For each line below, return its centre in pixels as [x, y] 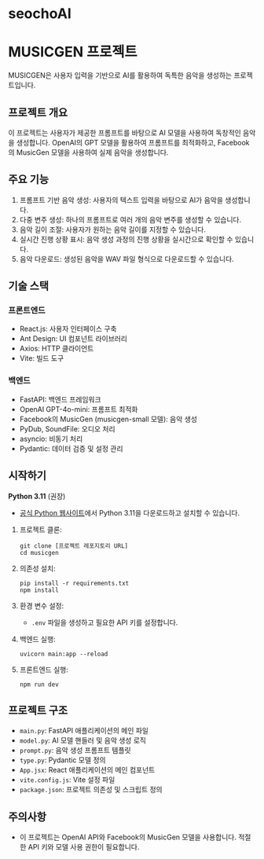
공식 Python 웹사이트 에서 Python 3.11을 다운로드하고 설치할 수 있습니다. [130, 512]
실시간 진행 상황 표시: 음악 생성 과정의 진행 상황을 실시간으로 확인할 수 [126, 239]
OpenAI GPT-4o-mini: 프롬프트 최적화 [79, 409]
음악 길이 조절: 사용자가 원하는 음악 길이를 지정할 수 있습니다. [113, 229]
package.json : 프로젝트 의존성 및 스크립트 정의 [91, 790]
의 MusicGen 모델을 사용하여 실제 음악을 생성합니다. [88, 152]
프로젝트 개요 [38, 112]
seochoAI [40, 14]
